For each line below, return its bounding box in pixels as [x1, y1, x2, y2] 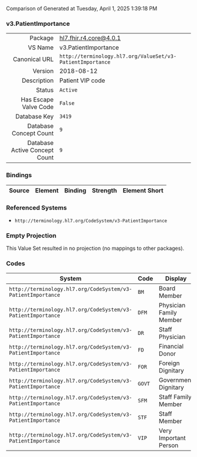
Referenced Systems [6, 204, 67, 212]
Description [21, 76, 54, 84]
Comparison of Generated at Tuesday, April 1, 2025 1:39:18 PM [6, 5, 157, 12]
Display [165, 275, 187, 283]
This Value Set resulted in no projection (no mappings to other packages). [6, 245, 185, 252]
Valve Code [22, 103, 54, 111]
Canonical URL [12, 55, 54, 63]
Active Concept [11, 146, 54, 154]
